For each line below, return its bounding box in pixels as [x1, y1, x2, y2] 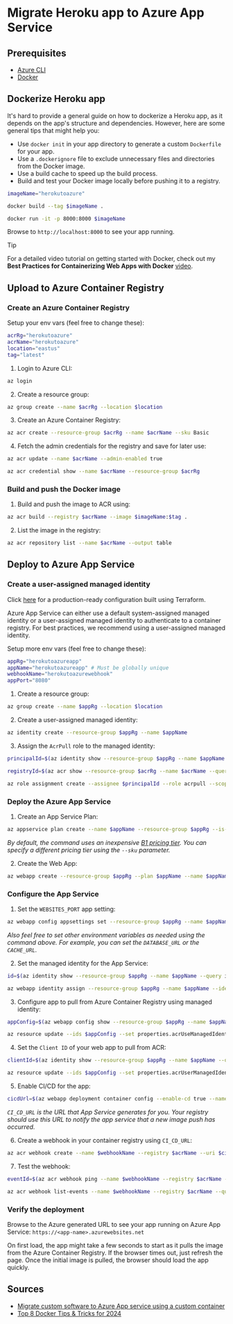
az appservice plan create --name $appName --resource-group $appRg [7, 826, 209, 832]
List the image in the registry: [17, 526, 101, 535]
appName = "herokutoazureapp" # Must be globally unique [7, 664, 169, 671]
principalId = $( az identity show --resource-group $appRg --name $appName [7, 755, 225, 762]
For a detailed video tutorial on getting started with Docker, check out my [7, 255, 216, 263]
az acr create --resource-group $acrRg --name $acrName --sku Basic [7, 429, 209, 437]
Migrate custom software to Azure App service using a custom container [17, 1302, 225, 1310]
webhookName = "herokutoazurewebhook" [7, 671, 113, 678]
